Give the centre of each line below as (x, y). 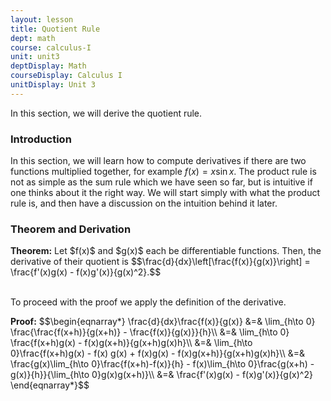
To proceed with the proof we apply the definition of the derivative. (148, 302)
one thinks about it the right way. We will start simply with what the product (165, 193)
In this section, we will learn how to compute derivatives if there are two (158, 161)
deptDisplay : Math (48, 66)
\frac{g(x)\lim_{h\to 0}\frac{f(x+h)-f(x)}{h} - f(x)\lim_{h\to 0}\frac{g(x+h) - (162, 364)
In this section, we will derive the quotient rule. (106, 113)
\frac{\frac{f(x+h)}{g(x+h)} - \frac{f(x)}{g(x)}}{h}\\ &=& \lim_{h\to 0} (150, 332)
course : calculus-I (51, 47)
